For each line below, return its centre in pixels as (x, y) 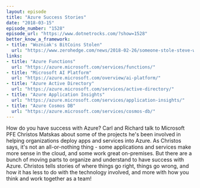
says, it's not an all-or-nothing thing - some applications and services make (99, 147)
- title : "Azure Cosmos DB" (41, 106)
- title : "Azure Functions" (41, 61)
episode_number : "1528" (36, 28)
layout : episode (26, 12)
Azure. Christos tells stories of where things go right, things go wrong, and (98, 166)
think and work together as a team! (49, 178)
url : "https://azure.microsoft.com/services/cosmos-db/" (84, 111)
